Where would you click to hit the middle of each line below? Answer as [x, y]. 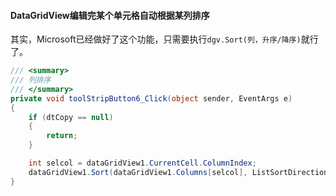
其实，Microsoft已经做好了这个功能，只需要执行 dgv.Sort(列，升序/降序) [156, 39]
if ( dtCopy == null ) [71, 117]
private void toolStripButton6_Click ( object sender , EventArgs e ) [151, 98]
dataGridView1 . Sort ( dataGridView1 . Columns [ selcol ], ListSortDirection [178, 172]
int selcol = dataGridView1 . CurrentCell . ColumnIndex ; [142, 163]
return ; [62, 136]
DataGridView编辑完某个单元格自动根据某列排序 [110, 15]
